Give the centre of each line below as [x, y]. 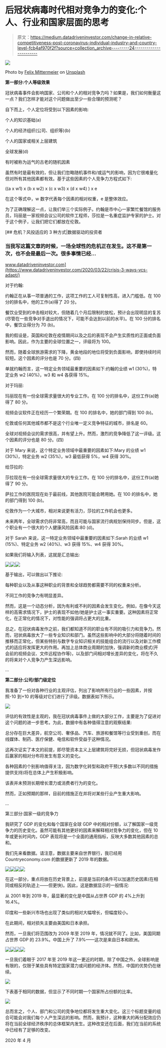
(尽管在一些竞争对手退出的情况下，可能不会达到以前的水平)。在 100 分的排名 [83, 319]
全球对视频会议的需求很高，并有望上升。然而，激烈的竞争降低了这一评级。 [81, 434]
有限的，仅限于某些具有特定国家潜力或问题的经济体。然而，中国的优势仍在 [81, 966]
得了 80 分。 [18, 402]
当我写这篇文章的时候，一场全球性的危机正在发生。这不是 [73, 246]
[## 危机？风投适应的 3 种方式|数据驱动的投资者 [54, 232]
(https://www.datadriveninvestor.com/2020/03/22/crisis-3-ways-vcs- [76, 270]
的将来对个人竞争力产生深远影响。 [40, 660]
